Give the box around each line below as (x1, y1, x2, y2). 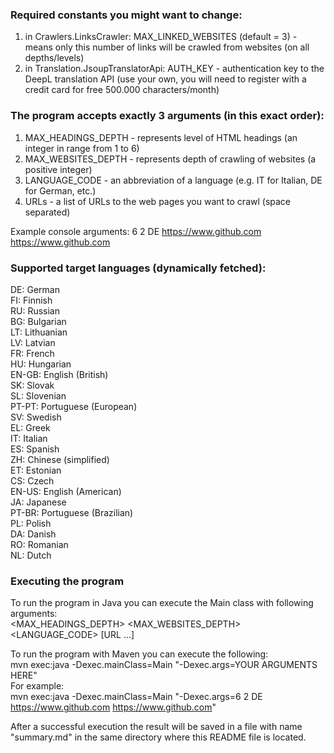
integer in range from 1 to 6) (24, 142, 140, 154)
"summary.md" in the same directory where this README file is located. (10, 731, 307, 743)
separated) (24, 206, 71, 218)
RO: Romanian (10, 538, 69, 550)
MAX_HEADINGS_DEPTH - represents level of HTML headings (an (24, 131, 298, 143)
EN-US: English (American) (10, 485, 122, 497)
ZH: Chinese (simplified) (10, 453, 110, 465)
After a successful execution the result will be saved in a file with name (10, 721, 303, 733)
